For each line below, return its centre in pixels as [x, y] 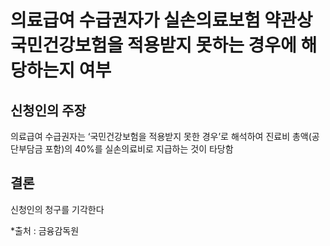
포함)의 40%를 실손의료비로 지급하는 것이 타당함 [139, 149]
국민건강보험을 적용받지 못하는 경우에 [153, 45]
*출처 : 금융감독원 [45, 230]
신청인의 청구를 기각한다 [57, 209]
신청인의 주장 [48, 110]
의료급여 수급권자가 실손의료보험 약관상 [161, 20]
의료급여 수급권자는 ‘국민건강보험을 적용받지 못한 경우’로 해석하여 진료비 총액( [161, 136]
